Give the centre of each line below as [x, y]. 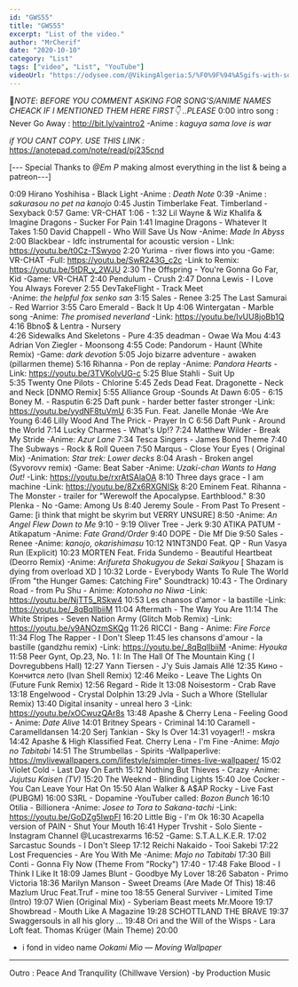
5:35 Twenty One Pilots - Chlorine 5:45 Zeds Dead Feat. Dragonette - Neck [146, 382]
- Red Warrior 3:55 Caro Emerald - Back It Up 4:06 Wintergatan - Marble [141, 306]
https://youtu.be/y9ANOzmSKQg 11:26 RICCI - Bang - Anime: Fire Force [140, 628]
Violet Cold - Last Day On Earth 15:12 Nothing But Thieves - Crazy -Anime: [145, 769]
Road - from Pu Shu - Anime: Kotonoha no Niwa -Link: [109, 590]
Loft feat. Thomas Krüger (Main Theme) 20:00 [94, 930]
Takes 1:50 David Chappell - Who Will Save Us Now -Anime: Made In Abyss [147, 231]
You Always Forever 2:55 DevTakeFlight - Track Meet [106, 288]
